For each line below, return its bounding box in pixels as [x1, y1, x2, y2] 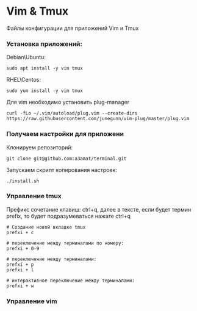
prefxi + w [6, 282, 34, 289]
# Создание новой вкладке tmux [6, 224, 86, 230]
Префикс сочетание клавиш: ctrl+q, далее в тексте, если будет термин [6, 206, 192, 213]
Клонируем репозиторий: [6, 143, 73, 151]
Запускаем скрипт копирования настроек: [6, 166, 118, 173]
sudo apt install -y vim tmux [6, 65, 84, 71]
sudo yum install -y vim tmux [6, 88, 84, 94]
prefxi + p [6, 261, 34, 268]
